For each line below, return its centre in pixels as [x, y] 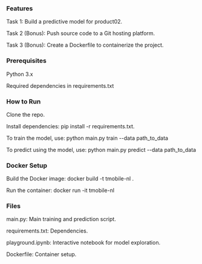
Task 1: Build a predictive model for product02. [64, 22]
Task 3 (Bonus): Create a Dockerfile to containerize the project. [85, 45]
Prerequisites [26, 61]
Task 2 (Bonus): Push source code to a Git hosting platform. [81, 33]
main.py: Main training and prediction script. [61, 219]
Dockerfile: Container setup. [41, 254]
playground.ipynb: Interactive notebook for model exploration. [83, 243]
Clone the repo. [26, 114]
